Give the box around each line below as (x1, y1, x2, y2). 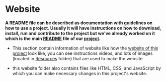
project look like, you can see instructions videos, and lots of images (12, 50, 153, 56)
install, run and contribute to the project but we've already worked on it (5, 30, 155, 36)
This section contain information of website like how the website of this (12, 45, 158, 51)
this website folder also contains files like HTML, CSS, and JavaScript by (12, 65, 162, 71)
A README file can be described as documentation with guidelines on (5, 20, 153, 26)
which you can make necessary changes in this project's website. (12, 70, 148, 76)
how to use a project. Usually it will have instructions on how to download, (5, 25, 162, 31)
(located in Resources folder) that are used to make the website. (12, 55, 144, 61)
